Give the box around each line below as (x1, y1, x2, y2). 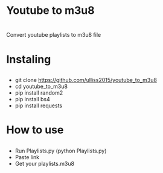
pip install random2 (14, 89, 63, 96)
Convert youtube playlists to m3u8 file (6, 31, 101, 39)
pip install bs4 (14, 95, 50, 102)
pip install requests (14, 102, 62, 109)
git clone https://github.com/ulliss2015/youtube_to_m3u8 (14, 76, 157, 83)
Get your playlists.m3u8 (14, 160, 74, 167)
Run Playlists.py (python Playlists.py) (14, 147, 107, 154)
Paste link (14, 153, 40, 160)
